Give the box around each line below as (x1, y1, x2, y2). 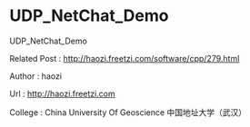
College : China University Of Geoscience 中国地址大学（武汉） (9, 106, 247, 118)
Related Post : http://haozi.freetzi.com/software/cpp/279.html (9, 53, 240, 63)
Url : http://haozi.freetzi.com (9, 88, 115, 99)
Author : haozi (9, 70, 62, 82)
